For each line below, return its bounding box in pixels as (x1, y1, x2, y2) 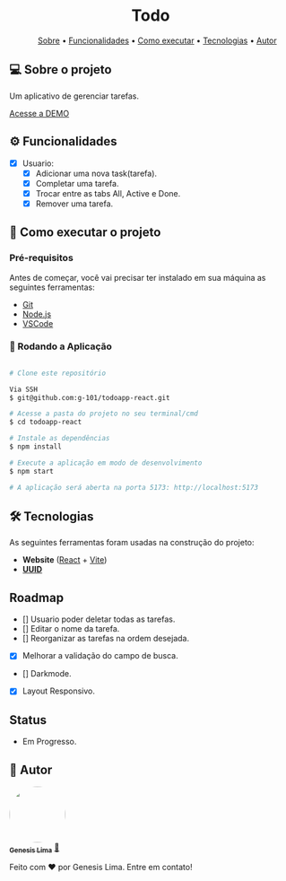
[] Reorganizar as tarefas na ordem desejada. (22, 633, 190, 644)
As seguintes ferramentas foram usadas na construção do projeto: (9, 537, 255, 548)
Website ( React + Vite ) (22, 554, 108, 565)
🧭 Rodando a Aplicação (9, 340, 112, 353)
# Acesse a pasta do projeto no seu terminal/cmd (9, 409, 199, 418)
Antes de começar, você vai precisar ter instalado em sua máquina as (9, 272, 266, 283)
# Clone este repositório (9, 369, 106, 378)
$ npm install (9, 442, 63, 451)
